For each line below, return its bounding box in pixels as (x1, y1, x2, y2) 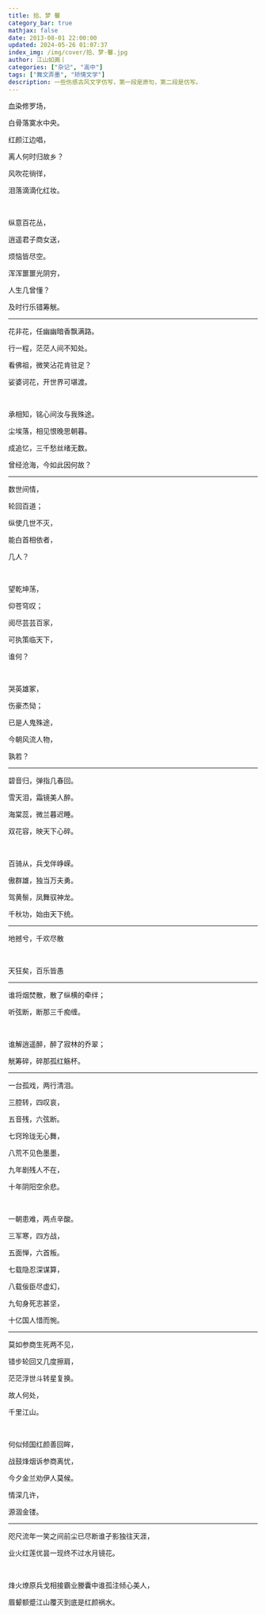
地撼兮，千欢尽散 (8, 933, 64, 943)
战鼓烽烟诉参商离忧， (8, 1456, 78, 1465)
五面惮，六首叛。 (8, 1248, 64, 1257)
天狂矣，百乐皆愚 (8, 966, 64, 975)
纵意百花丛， (8, 218, 50, 227)
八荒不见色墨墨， (8, 1148, 64, 1157)
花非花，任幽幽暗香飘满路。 (8, 326, 99, 336)
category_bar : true (8, 19, 73, 27)
